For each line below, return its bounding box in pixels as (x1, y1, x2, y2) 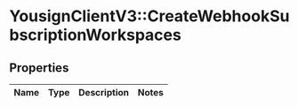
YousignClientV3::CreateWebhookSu (9, 6, 290, 27)
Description (78, 87, 129, 98)
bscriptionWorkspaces (9, 25, 182, 45)
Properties (9, 60, 69, 75)
